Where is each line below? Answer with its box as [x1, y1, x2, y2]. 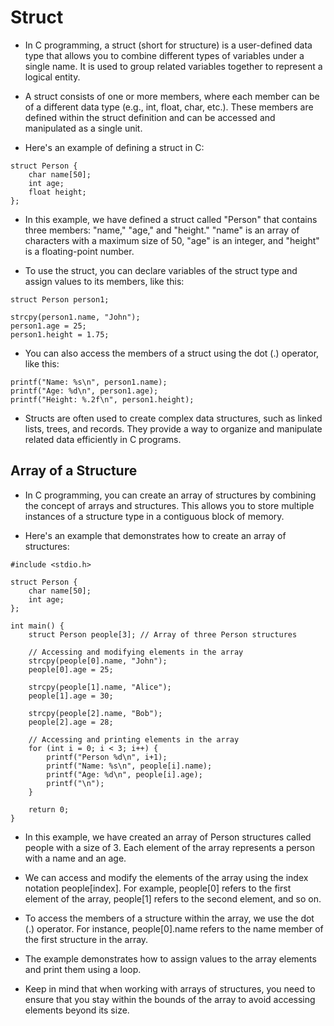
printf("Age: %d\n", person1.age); [10, 386, 159, 396]
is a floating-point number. [24, 245, 135, 257]
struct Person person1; [10, 294, 110, 305]
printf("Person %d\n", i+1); [46, 752, 168, 762]
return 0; [28, 804, 70, 815]
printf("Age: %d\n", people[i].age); [46, 769, 203, 780]
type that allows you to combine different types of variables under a [24, 49, 305, 61]
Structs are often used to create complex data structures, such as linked [24, 412, 323, 424]
